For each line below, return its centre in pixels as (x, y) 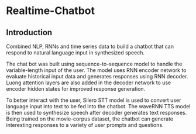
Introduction (29, 32)
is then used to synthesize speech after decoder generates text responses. (97, 113)
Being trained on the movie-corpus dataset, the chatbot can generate (90, 119)
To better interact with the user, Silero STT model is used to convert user (94, 100)
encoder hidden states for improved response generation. (76, 89)
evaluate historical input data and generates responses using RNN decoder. (97, 76)
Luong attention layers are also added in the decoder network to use (89, 83)
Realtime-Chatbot (51, 11)
